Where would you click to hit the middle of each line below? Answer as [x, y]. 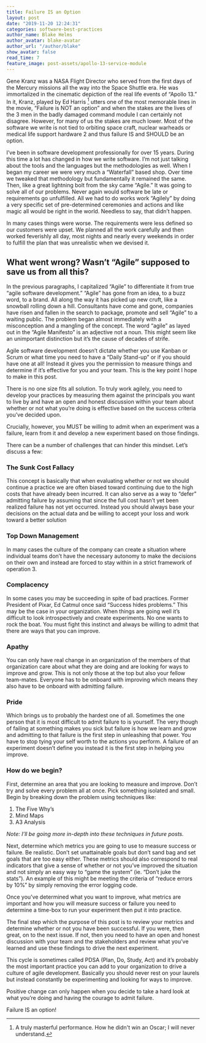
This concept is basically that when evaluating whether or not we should [98, 481]
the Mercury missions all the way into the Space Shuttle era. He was [93, 87]
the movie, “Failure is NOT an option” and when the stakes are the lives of [99, 108]
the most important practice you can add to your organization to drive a [97, 966]
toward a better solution [36, 520]
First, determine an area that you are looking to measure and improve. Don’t [102, 784]
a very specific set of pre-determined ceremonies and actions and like [95, 205]
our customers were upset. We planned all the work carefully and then [95, 230]
